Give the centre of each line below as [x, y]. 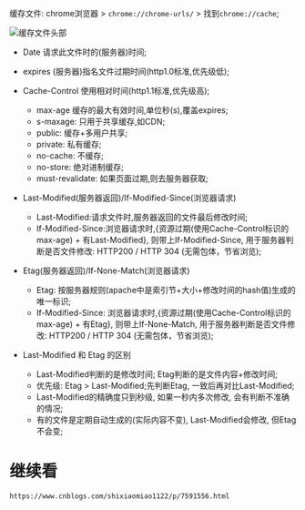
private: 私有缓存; [69, 144]
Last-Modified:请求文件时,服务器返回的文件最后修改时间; [142, 217]
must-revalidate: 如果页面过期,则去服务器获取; [122, 178]
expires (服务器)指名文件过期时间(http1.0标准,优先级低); [126, 71]
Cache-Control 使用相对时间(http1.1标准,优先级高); [116, 91]
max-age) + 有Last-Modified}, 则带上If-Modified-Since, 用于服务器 [161, 240]
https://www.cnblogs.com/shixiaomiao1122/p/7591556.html [120, 496]
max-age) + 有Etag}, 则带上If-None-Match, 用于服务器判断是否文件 [162, 324]
